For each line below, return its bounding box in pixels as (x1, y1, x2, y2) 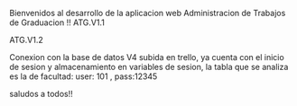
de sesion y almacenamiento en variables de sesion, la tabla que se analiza (9, 62, 289, 72)
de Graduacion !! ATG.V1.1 (9, 17, 106, 28)
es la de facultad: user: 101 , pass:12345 (9, 71, 158, 82)
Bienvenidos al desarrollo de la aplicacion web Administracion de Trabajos (9, 8, 286, 18)
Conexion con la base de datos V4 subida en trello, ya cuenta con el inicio (9, 52, 284, 62)
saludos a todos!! (9, 89, 74, 99)
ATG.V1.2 (9, 35, 43, 45)
